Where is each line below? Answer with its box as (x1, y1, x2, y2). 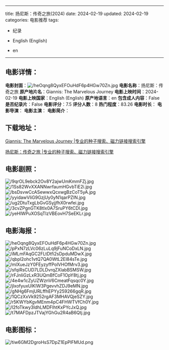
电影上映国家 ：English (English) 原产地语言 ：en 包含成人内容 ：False (18, 95, 160, 101)
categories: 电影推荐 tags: (5, 17, 59, 23)
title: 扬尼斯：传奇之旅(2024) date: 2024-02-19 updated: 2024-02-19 (5, 11, 149, 17)
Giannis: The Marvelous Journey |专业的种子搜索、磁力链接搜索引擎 (5, 138, 146, 144)
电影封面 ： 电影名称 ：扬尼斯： (5, 82, 159, 88)
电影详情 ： (5, 68, 39, 77)
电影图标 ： (5, 325, 39, 334)
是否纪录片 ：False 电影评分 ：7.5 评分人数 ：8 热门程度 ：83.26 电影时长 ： (5, 101, 156, 107)
